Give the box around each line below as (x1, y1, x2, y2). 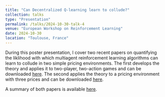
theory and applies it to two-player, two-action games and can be (5, 65, 141, 71)
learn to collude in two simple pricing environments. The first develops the (5, 60, 160, 66)
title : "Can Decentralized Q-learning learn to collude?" (5, 7, 130, 13)
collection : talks (5, 12, 44, 17)
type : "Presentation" (5, 17, 51, 22)
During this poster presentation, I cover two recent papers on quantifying (5, 49, 157, 56)
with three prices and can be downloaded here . (5, 76, 104, 82)
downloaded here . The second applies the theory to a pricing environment (5, 71, 160, 77)
